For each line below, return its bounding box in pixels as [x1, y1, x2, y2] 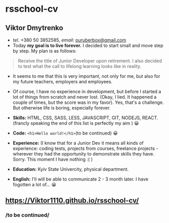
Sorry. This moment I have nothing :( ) [12, 157, 93, 162]
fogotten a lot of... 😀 [12, 182, 56, 187]
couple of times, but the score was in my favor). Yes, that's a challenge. [12, 99, 164, 105]
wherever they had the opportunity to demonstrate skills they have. [12, 151, 155, 157]
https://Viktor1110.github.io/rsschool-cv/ [5, 196, 139, 205]
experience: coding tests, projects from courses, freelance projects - [12, 145, 159, 151]
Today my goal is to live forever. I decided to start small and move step [12, 42, 163, 49]
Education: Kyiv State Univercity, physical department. [12, 166, 129, 172]
